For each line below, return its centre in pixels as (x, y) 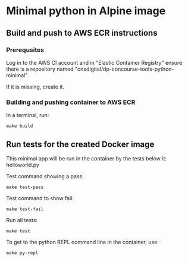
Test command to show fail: (40, 198)
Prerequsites (25, 50)
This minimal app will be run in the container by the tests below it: (86, 158)
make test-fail (25, 209)
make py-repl (22, 253)
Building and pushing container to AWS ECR (71, 102)
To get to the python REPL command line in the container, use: (82, 242)
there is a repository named (40, 69)
